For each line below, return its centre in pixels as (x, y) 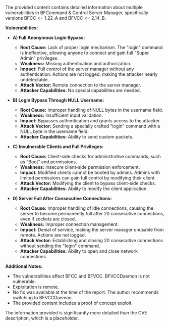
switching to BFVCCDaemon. (43, 297)
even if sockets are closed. (48, 219)
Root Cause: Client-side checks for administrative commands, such (91, 156)
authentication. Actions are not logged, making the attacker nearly (89, 74)
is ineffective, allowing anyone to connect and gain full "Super (84, 53)
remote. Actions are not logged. (53, 235)
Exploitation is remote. (36, 287)
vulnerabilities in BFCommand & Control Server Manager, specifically (77, 13)
